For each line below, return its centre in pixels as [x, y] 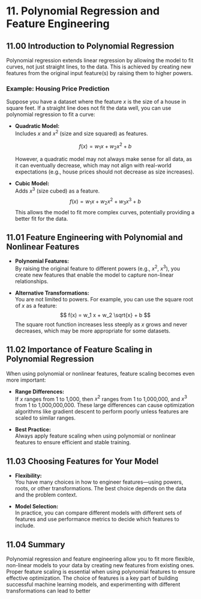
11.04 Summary [36, 544]
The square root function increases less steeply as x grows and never [101, 324]
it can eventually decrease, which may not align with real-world [93, 166]
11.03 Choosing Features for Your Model [82, 461]
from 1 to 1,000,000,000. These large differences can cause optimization [105, 405]
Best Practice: [33, 430]
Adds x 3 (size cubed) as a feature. [57, 190]
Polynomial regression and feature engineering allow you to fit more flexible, [100, 559]
